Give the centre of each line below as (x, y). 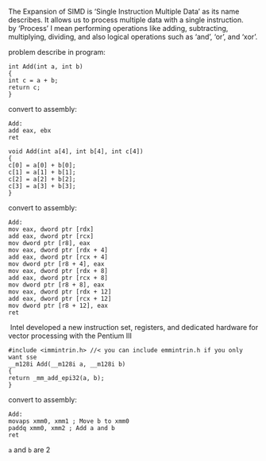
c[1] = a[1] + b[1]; (42, 172)
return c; (25, 87)
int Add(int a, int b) (46, 67)
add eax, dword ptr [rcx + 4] (58, 257)
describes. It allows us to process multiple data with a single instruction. (126, 20)
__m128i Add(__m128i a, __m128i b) (67, 364)
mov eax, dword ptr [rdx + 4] (58, 250)
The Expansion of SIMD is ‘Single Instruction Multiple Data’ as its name (124, 12)
